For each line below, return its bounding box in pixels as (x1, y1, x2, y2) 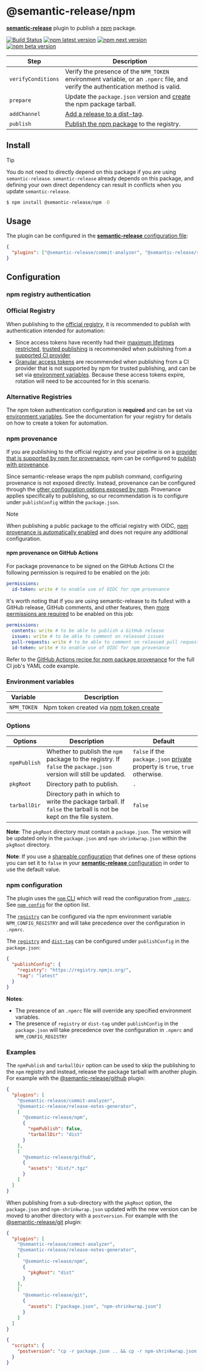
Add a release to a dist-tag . (64, 109, 144, 118)
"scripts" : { (12, 1342, 45, 1349)
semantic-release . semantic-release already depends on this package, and (6, 174, 194, 182)
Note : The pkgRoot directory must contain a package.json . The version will (6, 828, 191, 836)
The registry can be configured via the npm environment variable (6, 913, 172, 920)
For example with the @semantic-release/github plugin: (6, 1075, 145, 1082)
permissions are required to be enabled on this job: (6, 610, 134, 618)
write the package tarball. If (46, 798, 125, 806)
